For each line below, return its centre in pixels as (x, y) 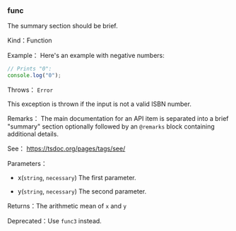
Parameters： (27, 164)
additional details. (33, 134)
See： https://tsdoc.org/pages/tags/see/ (66, 149)
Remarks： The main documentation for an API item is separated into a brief (118, 119)
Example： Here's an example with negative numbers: (86, 56)
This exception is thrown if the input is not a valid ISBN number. (100, 104)
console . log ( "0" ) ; (34, 76)
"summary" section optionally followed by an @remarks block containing (111, 126)
